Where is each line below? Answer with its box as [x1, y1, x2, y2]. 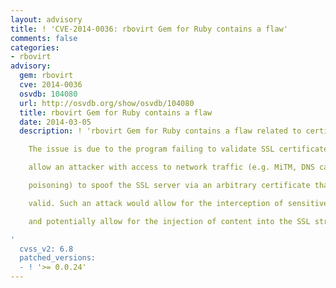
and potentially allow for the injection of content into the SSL [28, 216, 311, 226]
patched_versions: [19, 253, 97, 263]
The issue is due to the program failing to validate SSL [28, 144, 275, 155]
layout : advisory [10, 14, 83, 25]
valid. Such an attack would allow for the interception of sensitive [28, 198, 329, 208]
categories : [10, 42, 60, 53]
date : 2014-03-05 [19, 117, 92, 127]
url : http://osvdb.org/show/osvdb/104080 [19, 98, 195, 108]
